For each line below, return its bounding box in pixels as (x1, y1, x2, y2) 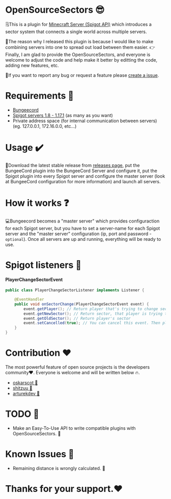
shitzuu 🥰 (12, 385, 33, 391)
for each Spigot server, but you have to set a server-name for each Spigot (5, 225, 160, 231)
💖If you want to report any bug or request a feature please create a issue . (5, 72, 159, 78)
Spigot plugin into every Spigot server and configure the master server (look (5, 173, 165, 179)
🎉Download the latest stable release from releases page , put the (5, 162, 140, 168)
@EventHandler (14, 297, 44, 302)
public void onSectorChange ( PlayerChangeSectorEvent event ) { (14, 301, 149, 307)
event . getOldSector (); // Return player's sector (23, 316, 131, 321)
